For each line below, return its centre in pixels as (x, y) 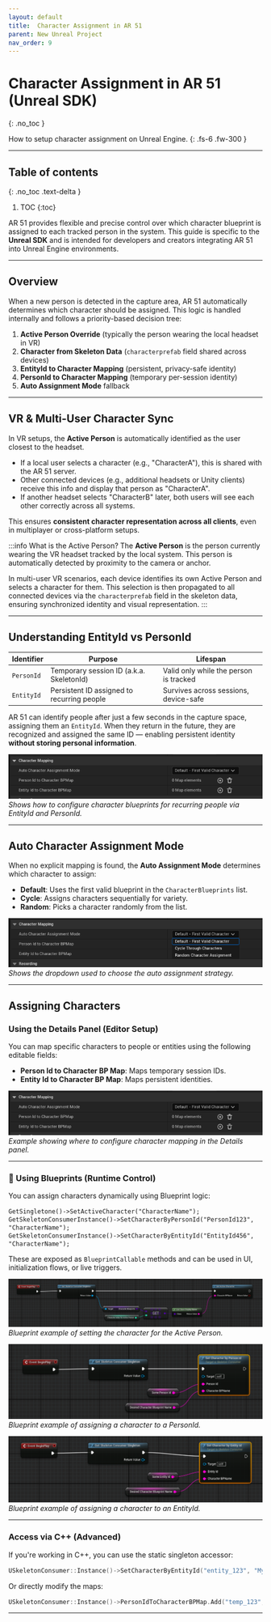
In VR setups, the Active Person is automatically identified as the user (125, 438)
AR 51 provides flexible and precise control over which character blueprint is (135, 223)
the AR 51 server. (48, 471)
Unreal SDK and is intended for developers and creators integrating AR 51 (131, 240)
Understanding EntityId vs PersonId (100, 637)
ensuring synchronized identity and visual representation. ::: (108, 604)
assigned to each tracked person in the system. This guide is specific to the (134, 231)
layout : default (35, 17)
